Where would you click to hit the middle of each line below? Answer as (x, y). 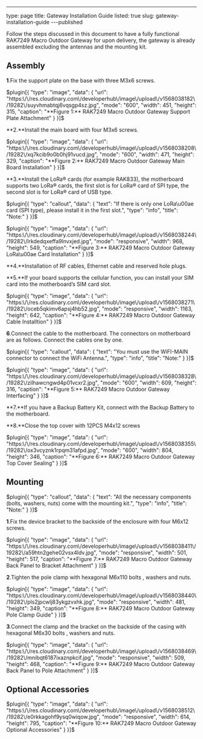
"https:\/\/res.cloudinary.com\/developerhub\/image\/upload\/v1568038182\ (101, 98)
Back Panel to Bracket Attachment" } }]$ (56, 565)
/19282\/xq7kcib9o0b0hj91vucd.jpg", (52, 154)
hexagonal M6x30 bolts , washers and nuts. (61, 633)
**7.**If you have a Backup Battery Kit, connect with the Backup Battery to (100, 407)
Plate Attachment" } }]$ (35, 118)
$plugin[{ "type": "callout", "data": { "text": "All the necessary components (99, 497)
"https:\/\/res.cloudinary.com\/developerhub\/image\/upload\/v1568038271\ (101, 302)
